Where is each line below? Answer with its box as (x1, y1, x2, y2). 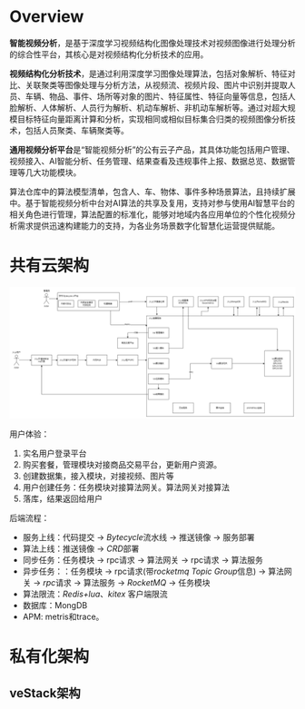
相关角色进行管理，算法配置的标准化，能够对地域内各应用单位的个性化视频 (9, 209, 288, 220)
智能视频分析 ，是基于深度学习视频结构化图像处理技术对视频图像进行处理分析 (9, 37, 296, 48)
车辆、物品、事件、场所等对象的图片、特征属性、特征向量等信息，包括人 (25, 91, 296, 102)
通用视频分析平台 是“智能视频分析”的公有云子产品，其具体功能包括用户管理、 (9, 143, 295, 155)
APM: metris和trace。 (22, 611, 104, 623)
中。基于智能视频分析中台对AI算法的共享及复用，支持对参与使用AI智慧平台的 (9, 197, 295, 208)
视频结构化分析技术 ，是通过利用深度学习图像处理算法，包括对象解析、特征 (9, 68, 288, 79)
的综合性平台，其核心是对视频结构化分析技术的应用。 (9, 48, 209, 60)
